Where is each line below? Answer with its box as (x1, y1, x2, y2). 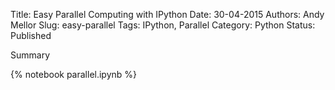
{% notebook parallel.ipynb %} (10, 69, 138, 80)
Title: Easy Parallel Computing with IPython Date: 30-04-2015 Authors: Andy (10, 9, 325, 20)
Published (10, 30, 52, 41)
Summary (10, 49, 51, 61)
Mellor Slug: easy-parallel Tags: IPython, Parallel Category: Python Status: (10, 19, 316, 31)
